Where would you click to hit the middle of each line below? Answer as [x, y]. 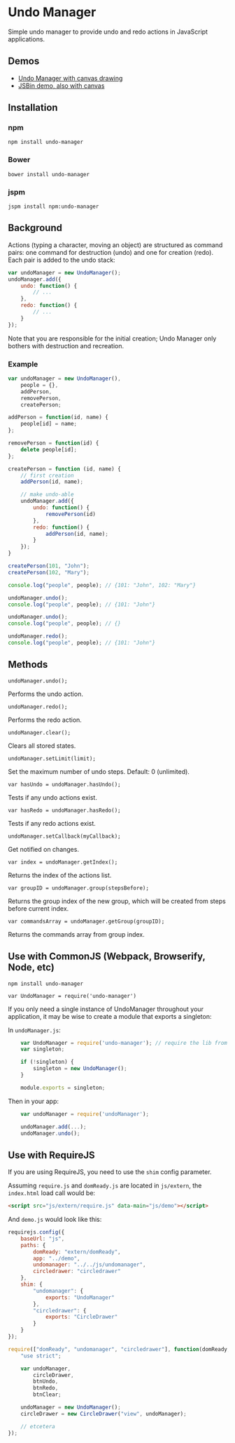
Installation [33, 108]
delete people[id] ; [49, 449]
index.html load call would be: [52, 1193]
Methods [28, 665]
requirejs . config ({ [36, 1232]
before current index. [38, 908]
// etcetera [38, 1426]
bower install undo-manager [49, 174]
